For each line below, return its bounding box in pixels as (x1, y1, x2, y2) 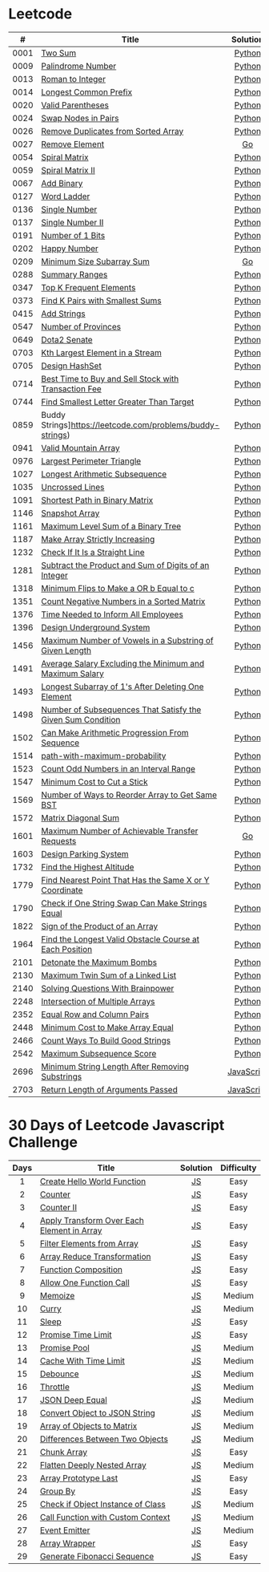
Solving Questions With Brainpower (41, 982, 175, 994)
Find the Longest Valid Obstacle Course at (41, 934, 200, 945)
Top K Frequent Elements (41, 282, 136, 293)
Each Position (41, 943, 93, 954)
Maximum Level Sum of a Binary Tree (41, 521, 182, 532)
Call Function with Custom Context (39, 1511, 171, 1522)
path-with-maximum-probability (41, 750, 167, 761)
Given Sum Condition (41, 714, 121, 725)
